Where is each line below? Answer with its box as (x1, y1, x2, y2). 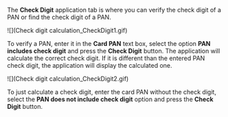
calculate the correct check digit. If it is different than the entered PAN (7, 54, 205, 62)
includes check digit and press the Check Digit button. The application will (7, 47, 220, 55)
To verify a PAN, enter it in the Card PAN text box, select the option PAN (7, 40, 211, 47)
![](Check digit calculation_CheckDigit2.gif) (7, 75, 129, 83)
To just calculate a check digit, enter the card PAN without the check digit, (7, 88, 216, 96)
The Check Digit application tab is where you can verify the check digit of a (7, 6, 222, 14)
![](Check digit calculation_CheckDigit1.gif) (7, 27, 128, 34)
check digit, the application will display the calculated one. (7, 62, 173, 69)
